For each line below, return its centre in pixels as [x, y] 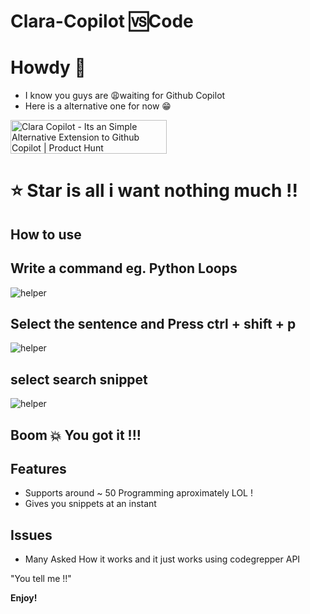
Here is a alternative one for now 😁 [98, 106]
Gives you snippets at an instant [90, 504]
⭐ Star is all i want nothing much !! [154, 191]
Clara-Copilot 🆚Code [102, 21]
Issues [31, 535]
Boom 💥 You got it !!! [76, 435]
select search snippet [79, 379]
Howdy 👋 [48, 67]
